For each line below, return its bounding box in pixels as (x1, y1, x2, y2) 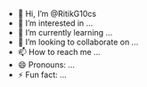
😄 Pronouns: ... (17, 59, 76, 70)
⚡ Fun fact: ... (17, 69, 67, 80)
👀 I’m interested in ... (17, 18, 94, 28)
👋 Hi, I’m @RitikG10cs (17, 9, 96, 19)
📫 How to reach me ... (17, 47, 101, 57)
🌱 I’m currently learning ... (17, 28, 113, 37)
